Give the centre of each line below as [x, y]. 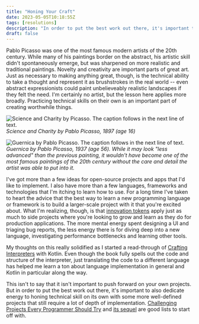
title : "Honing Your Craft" [41, 12]
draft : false [22, 34]
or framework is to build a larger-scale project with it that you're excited [94, 204]
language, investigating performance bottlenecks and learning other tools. [97, 236]
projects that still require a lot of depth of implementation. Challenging [92, 303]
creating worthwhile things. [39, 107]
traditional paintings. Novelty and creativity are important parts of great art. [98, 69]
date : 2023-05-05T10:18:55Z [41, 17]
